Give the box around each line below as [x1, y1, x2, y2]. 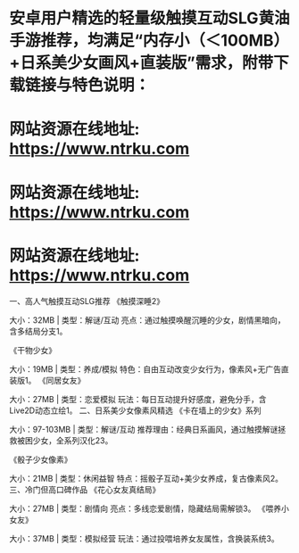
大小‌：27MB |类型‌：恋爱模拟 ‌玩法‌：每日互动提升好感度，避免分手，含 [9, 393, 267, 404]
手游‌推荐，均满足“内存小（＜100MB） [9, 30, 290, 51]
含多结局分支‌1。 [9, 326, 68, 336]
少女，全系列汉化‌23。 [32, 434, 113, 446]
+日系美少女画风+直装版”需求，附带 [9, 53, 274, 73]
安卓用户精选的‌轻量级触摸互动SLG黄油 [9, 8, 290, 29]
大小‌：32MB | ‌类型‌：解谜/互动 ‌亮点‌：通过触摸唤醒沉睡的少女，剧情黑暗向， [9, 314, 286, 326]
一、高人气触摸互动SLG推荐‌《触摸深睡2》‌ [9, 295, 165, 306]
